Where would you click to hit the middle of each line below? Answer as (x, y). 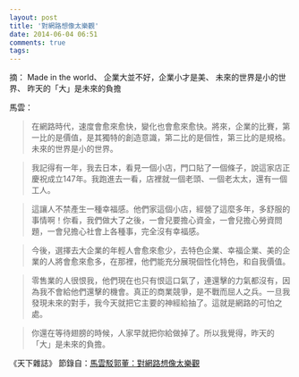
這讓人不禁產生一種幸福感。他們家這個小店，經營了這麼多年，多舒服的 (161, 209)
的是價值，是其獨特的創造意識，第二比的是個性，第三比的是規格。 (169, 138)
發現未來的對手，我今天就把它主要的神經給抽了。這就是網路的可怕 (153, 303)
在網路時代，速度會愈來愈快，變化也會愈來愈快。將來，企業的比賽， (157, 127)
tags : (19, 51)
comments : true (38, 42)
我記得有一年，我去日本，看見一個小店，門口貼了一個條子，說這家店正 (161, 168)
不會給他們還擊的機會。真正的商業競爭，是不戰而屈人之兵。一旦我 (169, 292)
